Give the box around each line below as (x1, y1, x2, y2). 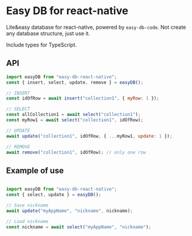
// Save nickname (6, 202, 49, 208)
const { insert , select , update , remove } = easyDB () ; (6, 79, 144, 85)
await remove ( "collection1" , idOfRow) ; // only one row (6, 149, 146, 155)
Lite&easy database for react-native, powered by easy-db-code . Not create (6, 24, 187, 31)
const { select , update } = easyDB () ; (6, 192, 101, 198)
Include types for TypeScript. (6, 41, 77, 48)
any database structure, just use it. (6, 29, 90, 36)
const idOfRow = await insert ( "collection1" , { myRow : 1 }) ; (6, 95, 160, 101)
